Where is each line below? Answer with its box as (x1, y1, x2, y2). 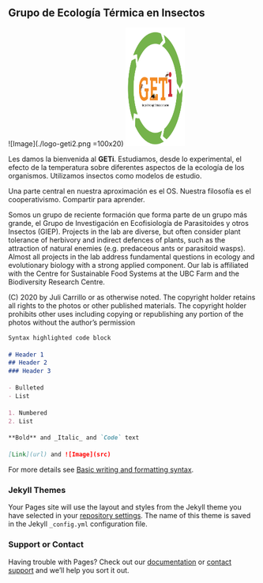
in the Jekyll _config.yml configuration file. (8, 519, 148, 528)
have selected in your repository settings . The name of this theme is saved (8, 511, 251, 521)
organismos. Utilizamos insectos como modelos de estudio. (8, 171, 203, 180)
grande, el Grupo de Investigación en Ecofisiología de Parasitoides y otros (8, 218, 249, 228)
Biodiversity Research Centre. (8, 276, 105, 287)
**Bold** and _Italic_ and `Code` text (8, 434, 140, 442)
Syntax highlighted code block (8, 333, 111, 342)
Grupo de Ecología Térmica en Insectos (8, 6, 205, 20)
